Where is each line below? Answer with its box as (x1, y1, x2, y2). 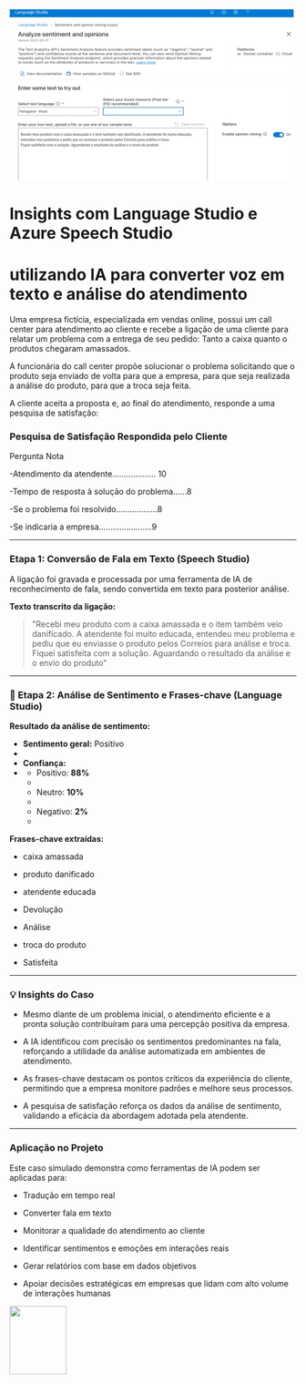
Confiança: (22, 758, 66, 769)
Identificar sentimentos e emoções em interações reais (22, 1243, 229, 1254)
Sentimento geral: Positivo (22, 738, 125, 750)
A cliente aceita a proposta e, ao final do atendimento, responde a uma (9, 398, 275, 409)
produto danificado (22, 869, 96, 880)
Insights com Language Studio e (9, 204, 258, 224)
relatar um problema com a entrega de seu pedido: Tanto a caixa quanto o (9, 333, 288, 344)
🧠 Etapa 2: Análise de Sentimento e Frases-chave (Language (9, 688, 282, 701)
